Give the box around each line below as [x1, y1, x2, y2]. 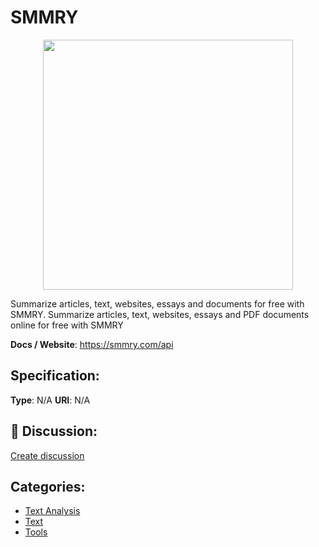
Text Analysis [24, 505, 81, 517]
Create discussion [10, 449, 85, 461]
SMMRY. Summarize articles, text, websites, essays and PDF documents [10, 308, 310, 320]
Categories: [10, 478, 86, 495]
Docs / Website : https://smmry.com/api [10, 338, 174, 350]
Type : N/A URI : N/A [10, 394, 91, 406]
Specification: [10, 367, 100, 385]
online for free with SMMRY [10, 319, 124, 331]
